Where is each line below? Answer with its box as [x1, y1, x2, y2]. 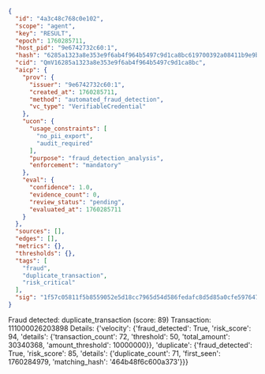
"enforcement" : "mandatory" [28, 162, 122, 170]
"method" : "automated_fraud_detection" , [28, 95, 164, 103]
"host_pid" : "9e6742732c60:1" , [15, 44, 118, 52]
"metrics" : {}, [15, 242, 65, 250]
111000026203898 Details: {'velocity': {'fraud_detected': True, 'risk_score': [8, 324, 252, 333]
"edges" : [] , [15, 235, 58, 243]
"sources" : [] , [15, 227, 65, 236]
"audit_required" [36, 139, 93, 148]
